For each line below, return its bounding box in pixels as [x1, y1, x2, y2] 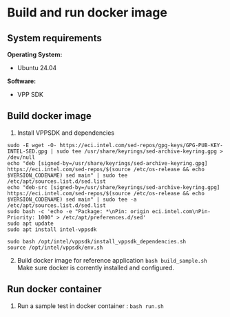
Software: [7, 77, 36, 85]
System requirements [7, 32, 102, 44]
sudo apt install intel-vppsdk [7, 226, 97, 233]
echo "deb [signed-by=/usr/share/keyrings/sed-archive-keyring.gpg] [7, 160, 208, 166]
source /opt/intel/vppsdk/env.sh [7, 244, 103, 251]
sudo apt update [7, 220, 54, 227]
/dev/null [7, 153, 36, 161]
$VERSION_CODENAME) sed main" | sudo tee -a [7, 196, 137, 203]
